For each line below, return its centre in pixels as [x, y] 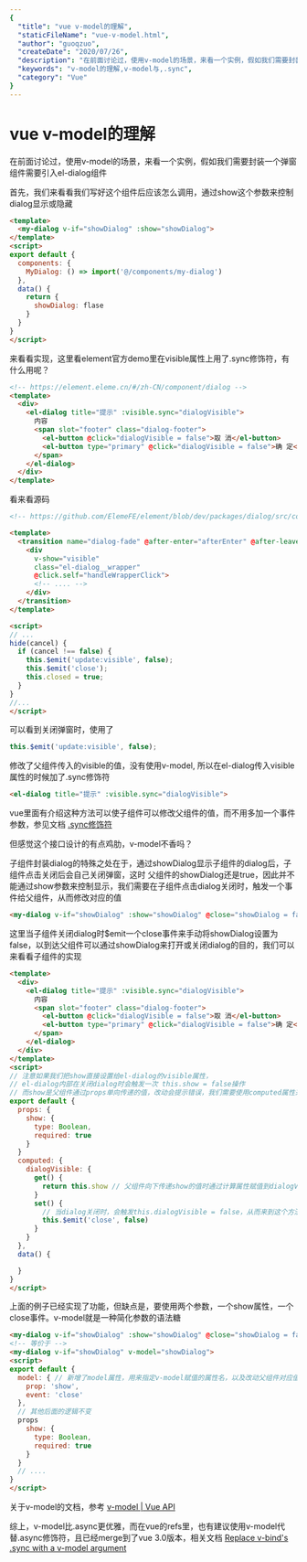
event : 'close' [55, 1395]
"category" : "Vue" [53, 78]
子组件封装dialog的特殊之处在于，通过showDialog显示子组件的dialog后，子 [151, 863]
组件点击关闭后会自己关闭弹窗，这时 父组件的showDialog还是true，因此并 [148, 875]
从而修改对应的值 [89, 898]
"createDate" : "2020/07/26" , [73, 52]
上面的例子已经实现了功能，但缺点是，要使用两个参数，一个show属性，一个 [152, 1306]
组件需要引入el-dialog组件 [58, 172]
